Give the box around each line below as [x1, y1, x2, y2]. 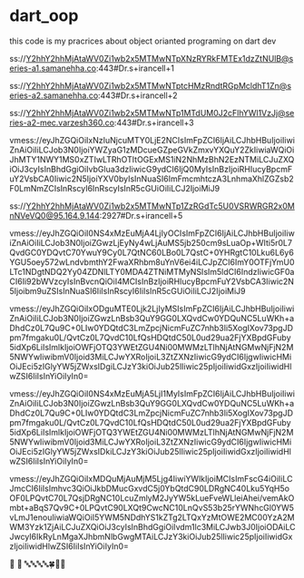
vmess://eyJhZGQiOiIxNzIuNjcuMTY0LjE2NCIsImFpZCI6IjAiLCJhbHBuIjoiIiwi [9, 134, 295, 145]
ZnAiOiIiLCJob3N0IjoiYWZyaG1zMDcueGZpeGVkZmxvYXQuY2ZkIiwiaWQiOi [9, 144, 295, 155]
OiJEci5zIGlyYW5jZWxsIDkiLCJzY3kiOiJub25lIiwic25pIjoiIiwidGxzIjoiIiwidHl [9, 446, 292, 456]
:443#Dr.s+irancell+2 [98, 90, 178, 101]
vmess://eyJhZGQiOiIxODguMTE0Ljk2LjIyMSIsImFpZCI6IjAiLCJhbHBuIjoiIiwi [9, 303, 295, 314]
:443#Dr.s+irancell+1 [95, 63, 175, 73]
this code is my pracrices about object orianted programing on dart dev [9, 35, 277, 46]
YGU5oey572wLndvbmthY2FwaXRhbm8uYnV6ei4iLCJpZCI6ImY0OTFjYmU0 [9, 256, 295, 268]
